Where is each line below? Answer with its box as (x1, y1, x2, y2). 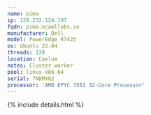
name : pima (7, 10, 39, 17)
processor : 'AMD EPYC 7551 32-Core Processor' (7, 82, 145, 89)
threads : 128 (7, 49, 45, 56)
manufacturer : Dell (7, 29, 64, 37)
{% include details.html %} (7, 100, 85, 109)
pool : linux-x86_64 (7, 68, 64, 75)
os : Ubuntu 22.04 (7, 43, 58, 49)
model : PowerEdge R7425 (7, 36, 77, 43)
